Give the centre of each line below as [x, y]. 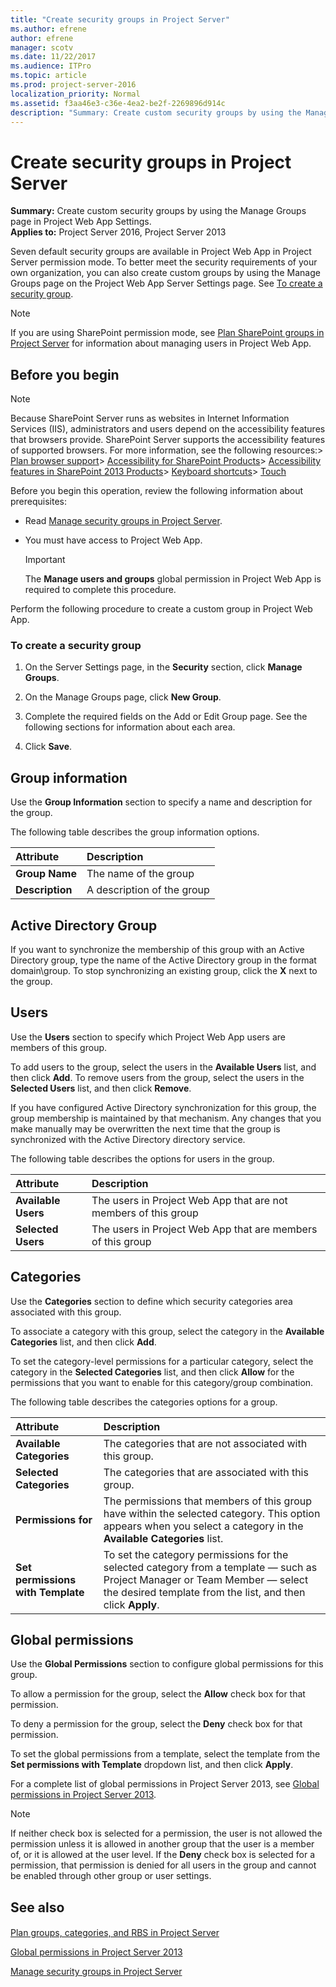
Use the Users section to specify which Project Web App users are [148, 1037]
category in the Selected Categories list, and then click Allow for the [152, 1372]
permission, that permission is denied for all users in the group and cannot [163, 1865]
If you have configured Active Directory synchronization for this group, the [163, 1107]
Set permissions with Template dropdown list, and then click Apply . [152, 1765]
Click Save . [48, 747]
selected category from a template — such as [210, 1567]
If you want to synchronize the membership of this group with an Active [157, 950]
